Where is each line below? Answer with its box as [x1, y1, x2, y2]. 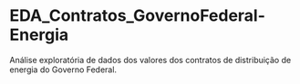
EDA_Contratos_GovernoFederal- [9, 5, 266, 26]
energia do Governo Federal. [9, 64, 117, 75]
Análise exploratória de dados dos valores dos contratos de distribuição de [9, 54, 292, 65]
